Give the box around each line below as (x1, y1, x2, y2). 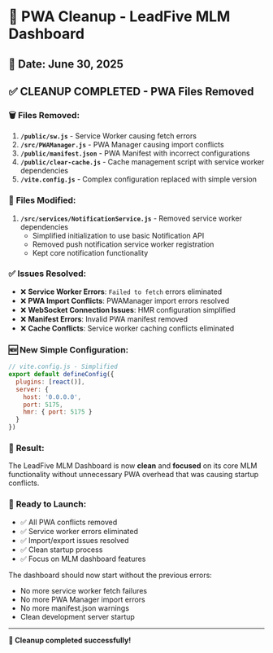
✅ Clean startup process (19, 545, 103, 554)
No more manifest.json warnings (19, 603, 130, 613)
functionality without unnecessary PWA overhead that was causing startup (8, 470, 259, 480)
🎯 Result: (8, 442, 45, 454)
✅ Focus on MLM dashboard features (19, 554, 146, 563)
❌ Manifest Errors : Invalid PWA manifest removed (19, 313, 188, 324)
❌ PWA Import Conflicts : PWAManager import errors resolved (19, 296, 230, 305)
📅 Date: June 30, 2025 (8, 57, 124, 71)
